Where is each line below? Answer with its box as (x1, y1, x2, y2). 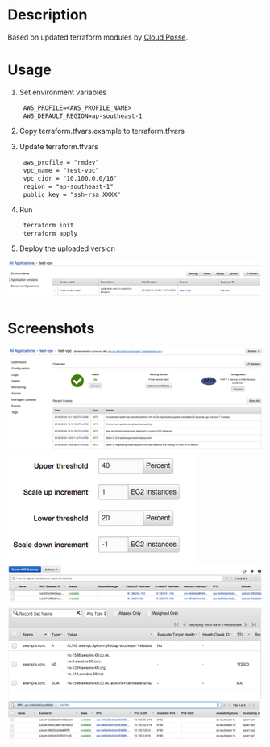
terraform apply (23, 229, 78, 237)
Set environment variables (19, 87, 106, 97)
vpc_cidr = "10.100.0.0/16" (23, 174, 118, 182)
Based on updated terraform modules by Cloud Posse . (7, 32, 189, 42)
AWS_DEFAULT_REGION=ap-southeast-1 (23, 111, 143, 120)
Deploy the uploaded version (19, 244, 116, 253)
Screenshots (7, 319, 95, 338)
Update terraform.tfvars (19, 141, 98, 151)
